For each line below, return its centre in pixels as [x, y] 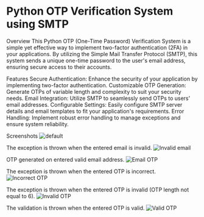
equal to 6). [21, 196]
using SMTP [37, 24]
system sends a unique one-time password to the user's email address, [96, 60]
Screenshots [22, 136]
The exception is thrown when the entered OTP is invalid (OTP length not [98, 190]
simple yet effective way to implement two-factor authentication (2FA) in [97, 48]
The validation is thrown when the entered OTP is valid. [76, 208]
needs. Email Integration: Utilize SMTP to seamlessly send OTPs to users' [98, 98]
